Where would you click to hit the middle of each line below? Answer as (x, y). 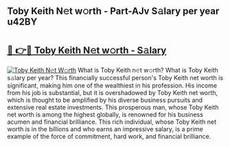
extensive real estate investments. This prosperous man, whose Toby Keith (113, 107)
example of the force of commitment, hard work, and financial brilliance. (109, 136)
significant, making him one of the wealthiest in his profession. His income (112, 85)
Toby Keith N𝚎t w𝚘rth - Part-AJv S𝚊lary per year (113, 11)
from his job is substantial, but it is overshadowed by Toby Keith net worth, (113, 93)
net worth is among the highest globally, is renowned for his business (105, 115)
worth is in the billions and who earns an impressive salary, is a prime (105, 129)
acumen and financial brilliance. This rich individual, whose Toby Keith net (112, 122)
